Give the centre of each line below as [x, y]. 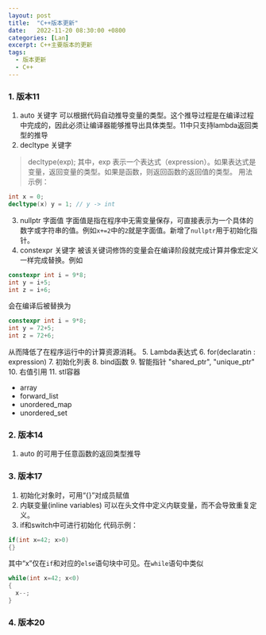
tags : [17, 52]
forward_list [39, 396]
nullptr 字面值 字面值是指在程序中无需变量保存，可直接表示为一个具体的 [137, 220]
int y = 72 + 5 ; [32, 329]
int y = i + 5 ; [30, 283]
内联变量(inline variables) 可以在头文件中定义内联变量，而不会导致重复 [135, 505]
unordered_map [46, 405]
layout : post [30, 15]
